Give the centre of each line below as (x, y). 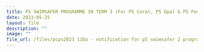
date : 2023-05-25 (28, 17)
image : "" (19, 34)
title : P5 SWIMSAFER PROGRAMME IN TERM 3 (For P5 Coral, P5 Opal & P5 (97, 12)
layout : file (23, 23)
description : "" (27, 28)
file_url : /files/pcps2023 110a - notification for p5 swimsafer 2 (93, 39)
